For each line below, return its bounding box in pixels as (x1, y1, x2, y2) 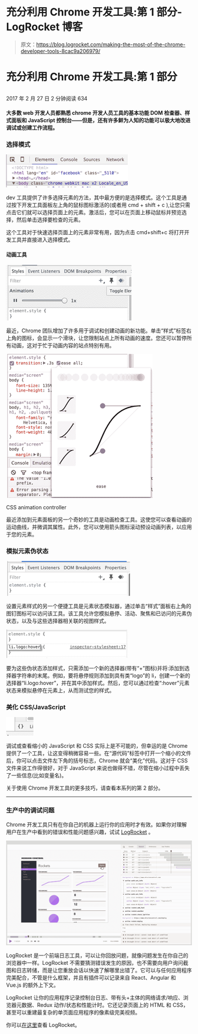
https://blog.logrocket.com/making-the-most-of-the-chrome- (36, 41, 186, 48)
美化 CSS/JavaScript (6, 703, 66, 711)
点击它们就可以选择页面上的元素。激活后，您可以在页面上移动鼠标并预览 (6, 209, 181, 216)
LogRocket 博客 (6, 20, 83, 34)
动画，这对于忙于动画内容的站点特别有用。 (11, 341, 115, 349)
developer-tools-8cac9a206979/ (20, 47, 101, 54)
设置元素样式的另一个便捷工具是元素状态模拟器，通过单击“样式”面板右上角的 (6, 602, 192, 609)
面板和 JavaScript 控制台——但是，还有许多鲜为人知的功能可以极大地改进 (11, 117, 190, 124)
